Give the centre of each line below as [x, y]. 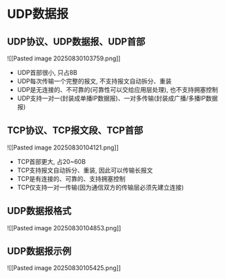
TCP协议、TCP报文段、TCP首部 [75, 131]
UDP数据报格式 [39, 211]
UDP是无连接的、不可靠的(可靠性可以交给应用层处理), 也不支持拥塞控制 [117, 89]
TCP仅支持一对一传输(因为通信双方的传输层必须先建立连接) [100, 187]
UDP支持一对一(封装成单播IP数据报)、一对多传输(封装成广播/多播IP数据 [117, 98]
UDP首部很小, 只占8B [47, 72]
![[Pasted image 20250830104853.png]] [64, 228]
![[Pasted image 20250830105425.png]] [64, 268]
